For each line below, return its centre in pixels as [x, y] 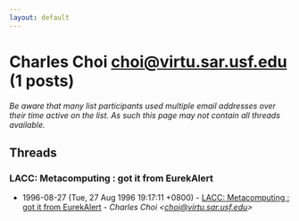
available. [28, 124]
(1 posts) [42, 81]
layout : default [39, 17]
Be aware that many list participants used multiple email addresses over [143, 106]
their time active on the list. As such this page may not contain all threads [145, 115]
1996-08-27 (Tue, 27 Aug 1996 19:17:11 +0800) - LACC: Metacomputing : [156, 198]
